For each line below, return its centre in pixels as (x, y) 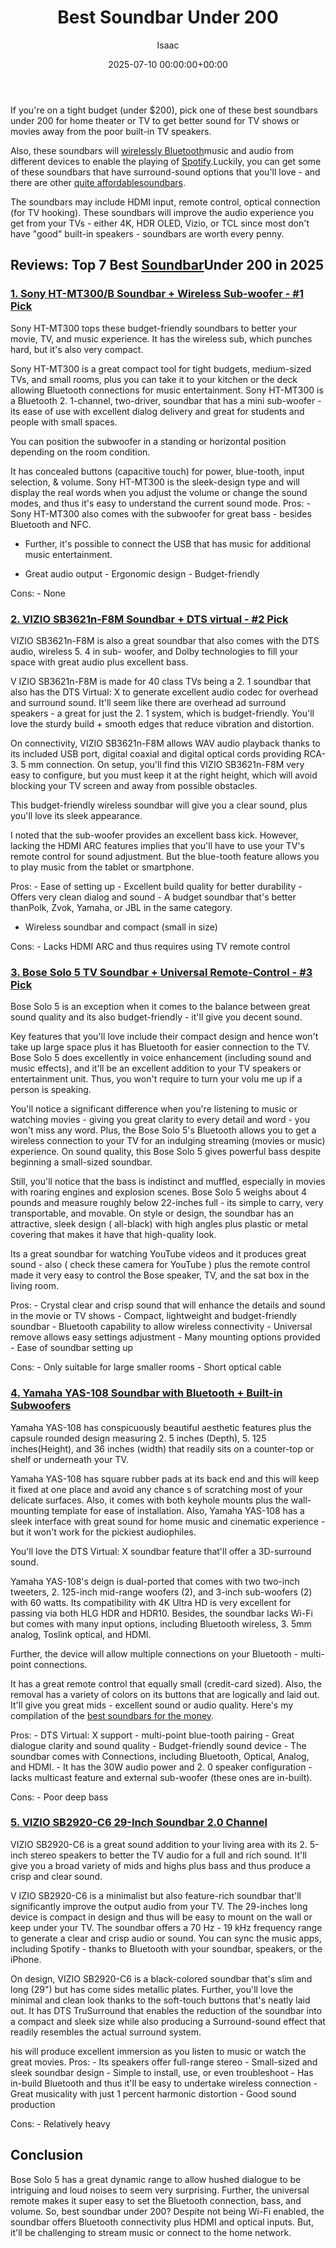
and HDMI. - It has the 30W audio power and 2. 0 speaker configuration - (161, 1767)
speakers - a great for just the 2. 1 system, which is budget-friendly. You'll (162, 713)
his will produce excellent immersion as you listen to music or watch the (158, 2051)
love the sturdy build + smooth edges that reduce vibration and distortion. (162, 723)
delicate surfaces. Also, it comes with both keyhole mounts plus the (149, 1500)
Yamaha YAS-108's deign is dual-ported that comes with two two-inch (155, 1581)
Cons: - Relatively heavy (60, 2123)
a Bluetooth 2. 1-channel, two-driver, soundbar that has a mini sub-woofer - (166, 400)
